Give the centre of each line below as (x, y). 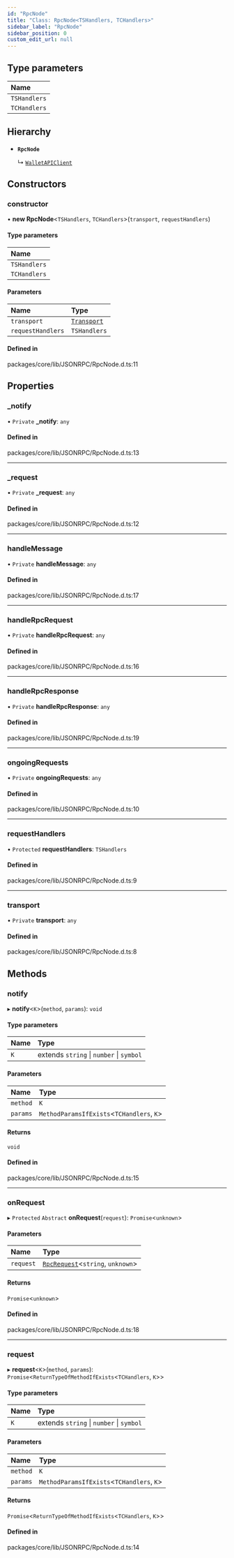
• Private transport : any (42, 920)
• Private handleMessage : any (52, 564)
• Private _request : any (41, 493)
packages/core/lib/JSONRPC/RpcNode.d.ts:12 (73, 524)
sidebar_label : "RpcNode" (45, 27)
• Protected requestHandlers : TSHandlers (67, 849)
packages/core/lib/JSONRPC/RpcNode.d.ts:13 (73, 452)
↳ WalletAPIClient (45, 162)
